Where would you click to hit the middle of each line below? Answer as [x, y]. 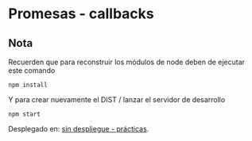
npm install [28, 85]
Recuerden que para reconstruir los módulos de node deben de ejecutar [126, 62]
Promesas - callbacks [81, 14]
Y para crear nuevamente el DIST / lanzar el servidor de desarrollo [117, 99]
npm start [25, 114]
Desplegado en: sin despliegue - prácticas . [79, 129]
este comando [32, 70]
